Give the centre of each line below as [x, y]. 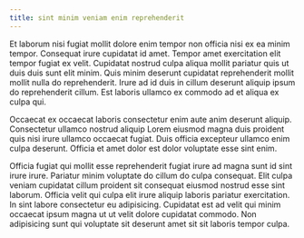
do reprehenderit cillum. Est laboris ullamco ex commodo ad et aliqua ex [144, 92]
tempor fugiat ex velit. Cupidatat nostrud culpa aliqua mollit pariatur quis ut [149, 63]
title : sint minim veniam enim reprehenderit [97, 18]
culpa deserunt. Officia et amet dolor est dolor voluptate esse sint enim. [143, 148]
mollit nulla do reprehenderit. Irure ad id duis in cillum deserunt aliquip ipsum [152, 82]
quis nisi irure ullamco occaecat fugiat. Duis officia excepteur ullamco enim [150, 138]
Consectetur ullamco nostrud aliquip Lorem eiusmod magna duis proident [147, 129]
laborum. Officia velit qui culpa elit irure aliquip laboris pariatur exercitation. [150, 194]
